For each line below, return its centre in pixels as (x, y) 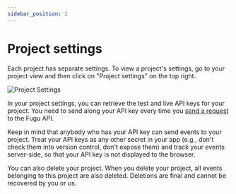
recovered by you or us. (42, 183)
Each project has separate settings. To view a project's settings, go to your (116, 68)
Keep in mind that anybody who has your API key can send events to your (115, 132)
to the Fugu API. (31, 118)
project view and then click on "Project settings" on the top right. (102, 75)
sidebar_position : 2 (38, 14)
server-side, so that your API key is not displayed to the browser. (101, 154)
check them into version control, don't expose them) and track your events (116, 147)
